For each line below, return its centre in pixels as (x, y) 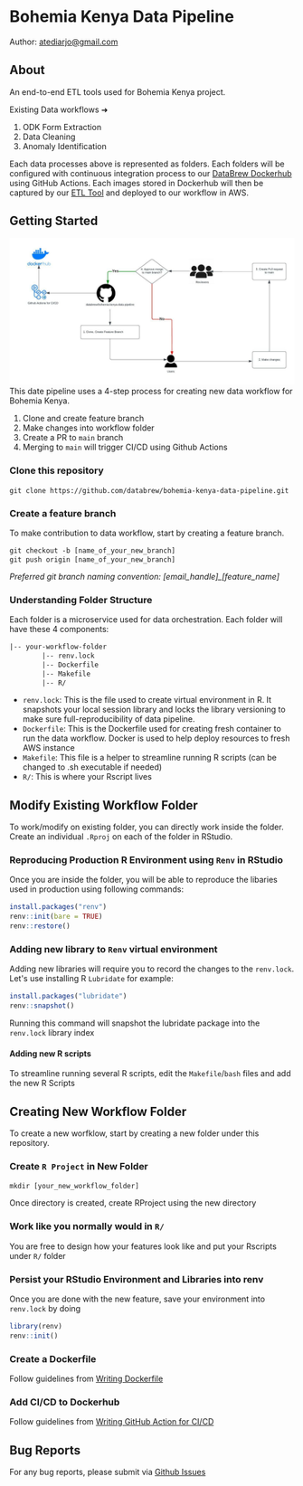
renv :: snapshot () (42, 1006)
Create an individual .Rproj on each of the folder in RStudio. (121, 837)
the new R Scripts (42, 1084)
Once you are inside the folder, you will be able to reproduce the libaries (143, 880)
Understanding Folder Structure (81, 600)
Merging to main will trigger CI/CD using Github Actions (125, 447)
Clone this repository (57, 470)
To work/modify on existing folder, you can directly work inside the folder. (147, 827)
